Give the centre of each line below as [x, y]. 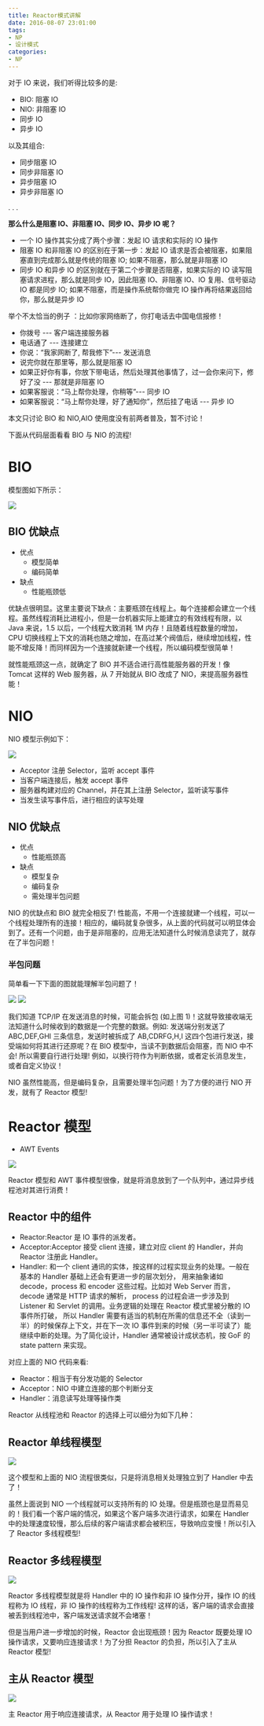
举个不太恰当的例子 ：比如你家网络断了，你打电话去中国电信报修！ [116, 316]
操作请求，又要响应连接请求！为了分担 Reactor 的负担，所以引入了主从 [123, 1642]
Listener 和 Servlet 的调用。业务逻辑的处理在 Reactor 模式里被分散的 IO [135, 1306]
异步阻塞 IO [38, 182]
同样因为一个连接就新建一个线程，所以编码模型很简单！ [146, 647]
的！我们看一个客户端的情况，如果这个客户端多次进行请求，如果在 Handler [128, 1514]
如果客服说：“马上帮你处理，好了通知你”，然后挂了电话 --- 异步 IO [126, 401]
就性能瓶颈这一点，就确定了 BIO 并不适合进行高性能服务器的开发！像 [119, 664]
